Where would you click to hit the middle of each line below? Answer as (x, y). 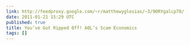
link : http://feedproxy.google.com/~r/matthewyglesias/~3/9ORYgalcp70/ (95, 11)
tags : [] (17, 33)
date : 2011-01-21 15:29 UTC (40, 17)
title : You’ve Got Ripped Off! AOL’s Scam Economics (72, 28)
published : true (26, 22)
